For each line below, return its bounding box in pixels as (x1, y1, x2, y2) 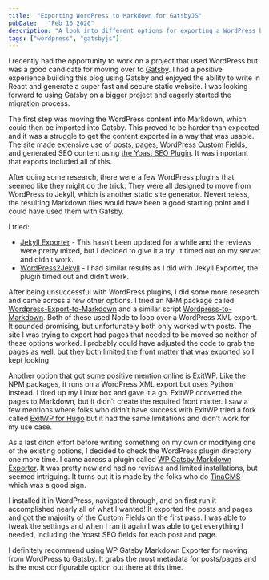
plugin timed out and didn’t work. (19, 272, 130, 282)
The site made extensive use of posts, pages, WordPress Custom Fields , (8, 140, 247, 149)
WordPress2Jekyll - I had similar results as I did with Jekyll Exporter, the (19, 263, 259, 273)
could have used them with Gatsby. (8, 206, 125, 217)
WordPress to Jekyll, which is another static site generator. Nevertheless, (8, 189, 250, 199)
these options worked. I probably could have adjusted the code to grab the (8, 339, 255, 348)
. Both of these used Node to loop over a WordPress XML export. (42, 313, 258, 322)
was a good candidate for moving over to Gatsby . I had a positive (8, 65, 223, 75)
